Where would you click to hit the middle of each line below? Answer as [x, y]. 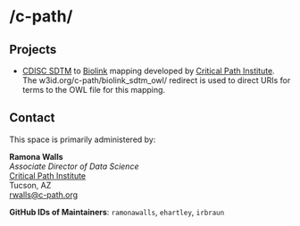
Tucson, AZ [30, 185]
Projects [33, 50]
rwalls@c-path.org [44, 195]
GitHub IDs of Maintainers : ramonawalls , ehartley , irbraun [117, 212]
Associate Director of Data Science [74, 166]
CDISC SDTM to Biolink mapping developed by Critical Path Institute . [148, 71]
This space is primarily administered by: [83, 139]
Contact [32, 118]
